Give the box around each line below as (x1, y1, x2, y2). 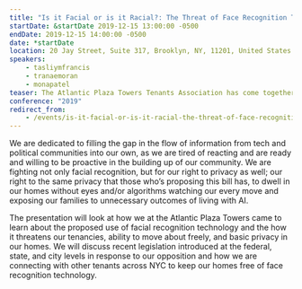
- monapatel (25, 80, 70, 89)
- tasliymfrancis (25, 64, 91, 73)
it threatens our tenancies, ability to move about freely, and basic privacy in (9, 232, 289, 242)
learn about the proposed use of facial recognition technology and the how (9, 222, 288, 233)
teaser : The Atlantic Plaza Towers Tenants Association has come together (9, 88, 296, 97)
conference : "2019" (9, 96, 83, 106)
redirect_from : (9, 105, 67, 114)
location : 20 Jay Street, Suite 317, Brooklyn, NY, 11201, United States (9, 47, 292, 56)
